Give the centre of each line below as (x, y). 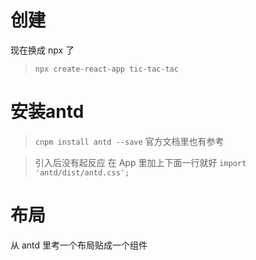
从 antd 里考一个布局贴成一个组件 (79, 245)
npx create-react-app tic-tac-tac (106, 69)
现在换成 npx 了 (42, 50)
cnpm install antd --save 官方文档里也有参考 (129, 141)
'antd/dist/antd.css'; (82, 172)
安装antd (47, 112)
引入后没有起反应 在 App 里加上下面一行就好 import (140, 162)
